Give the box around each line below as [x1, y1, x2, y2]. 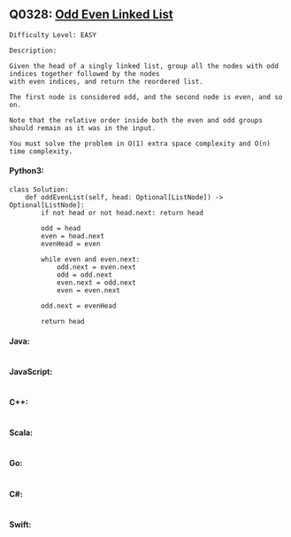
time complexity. [9, 146, 73, 156]
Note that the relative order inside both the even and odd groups [9, 115, 264, 125]
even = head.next [41, 232, 104, 241]
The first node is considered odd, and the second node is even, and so [9, 92, 283, 101]
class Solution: [9, 185, 69, 194]
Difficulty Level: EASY [9, 30, 97, 39]
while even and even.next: [41, 255, 141, 264]
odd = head [41, 224, 81, 233]
